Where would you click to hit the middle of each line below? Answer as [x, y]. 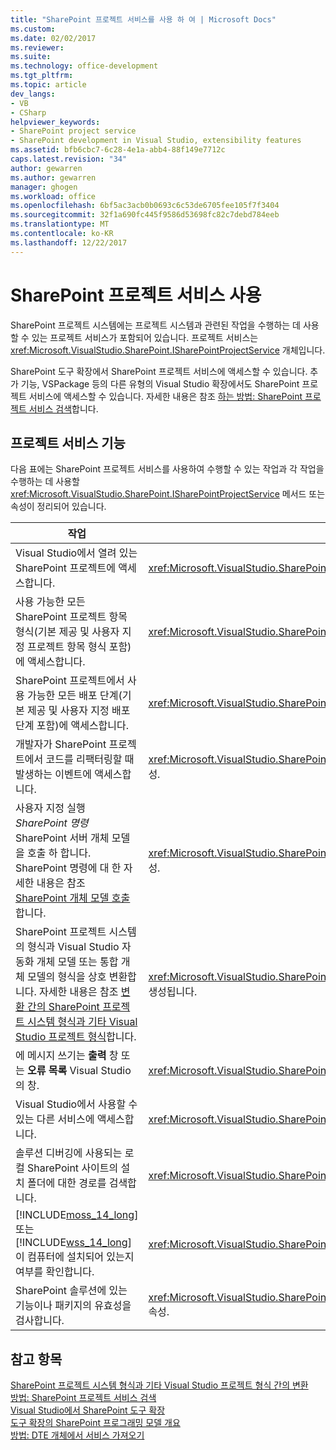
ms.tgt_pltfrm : [42, 76]
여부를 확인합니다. [55, 1272]
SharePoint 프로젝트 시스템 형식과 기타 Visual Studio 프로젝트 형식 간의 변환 [159, 1385]
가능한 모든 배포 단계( [75, 696]
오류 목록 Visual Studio [79, 1071]
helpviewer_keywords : [55, 122]
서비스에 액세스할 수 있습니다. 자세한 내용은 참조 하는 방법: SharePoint [165, 396]
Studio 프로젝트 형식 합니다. [76, 1037]
